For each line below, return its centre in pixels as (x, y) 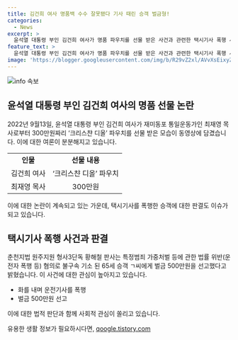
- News (23, 27)
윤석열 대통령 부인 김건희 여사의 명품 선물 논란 (101, 106)
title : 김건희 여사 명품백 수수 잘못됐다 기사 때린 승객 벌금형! (89, 14)
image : (17, 60)
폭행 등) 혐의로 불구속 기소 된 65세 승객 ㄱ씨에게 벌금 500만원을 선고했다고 (123, 266)
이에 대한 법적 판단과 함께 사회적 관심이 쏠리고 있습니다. (84, 314)
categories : (25, 21)
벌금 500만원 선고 (42, 299)
